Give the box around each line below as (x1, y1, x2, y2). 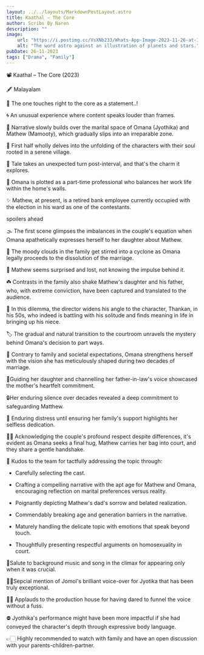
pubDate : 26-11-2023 (6, 49, 59, 55)
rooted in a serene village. (6, 148, 72, 156)
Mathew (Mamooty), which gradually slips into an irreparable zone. (6, 130, 174, 137)
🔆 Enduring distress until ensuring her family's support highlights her (6, 414, 178, 422)
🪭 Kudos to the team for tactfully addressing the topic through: (6, 457, 163, 465)
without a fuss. (6, 602, 44, 609)
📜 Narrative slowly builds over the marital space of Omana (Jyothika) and (6, 123, 189, 131)
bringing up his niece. (6, 318, 61, 325)
